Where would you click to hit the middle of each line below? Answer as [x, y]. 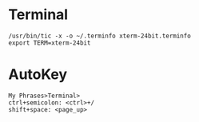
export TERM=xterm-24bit [50, 43]
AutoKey [38, 75]
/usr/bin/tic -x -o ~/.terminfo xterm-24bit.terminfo [100, 36]
